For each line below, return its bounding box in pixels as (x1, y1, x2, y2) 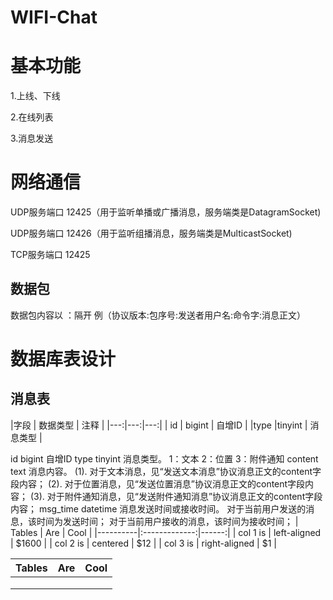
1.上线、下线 (10, 90, 61, 102)
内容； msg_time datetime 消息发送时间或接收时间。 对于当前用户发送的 (10, 502, 307, 515)
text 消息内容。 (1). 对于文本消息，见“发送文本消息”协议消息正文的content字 (10, 465, 322, 477)
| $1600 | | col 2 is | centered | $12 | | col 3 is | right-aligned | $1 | (10, 537, 277, 549)
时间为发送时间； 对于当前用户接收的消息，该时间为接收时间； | (36, 515, 299, 527)
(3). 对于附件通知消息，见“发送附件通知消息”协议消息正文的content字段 (29, 490, 323, 502)
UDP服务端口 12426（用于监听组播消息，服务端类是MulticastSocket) (10, 227, 293, 240)
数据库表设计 (10, 348, 117, 371)
